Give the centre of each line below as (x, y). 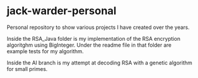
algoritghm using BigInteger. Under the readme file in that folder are (89, 45)
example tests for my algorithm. (45, 51)
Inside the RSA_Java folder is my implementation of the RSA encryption (94, 38)
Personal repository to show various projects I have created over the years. (98, 27)
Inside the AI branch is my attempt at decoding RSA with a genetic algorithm (100, 63)
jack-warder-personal (62, 11)
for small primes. (27, 69)
